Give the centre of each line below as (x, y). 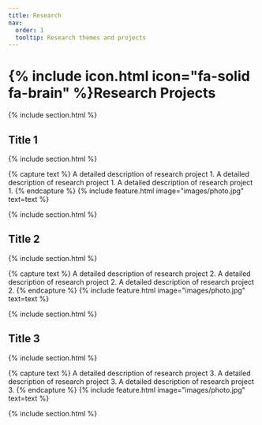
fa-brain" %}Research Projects (112, 93)
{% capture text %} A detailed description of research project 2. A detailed (129, 274)
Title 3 (24, 339)
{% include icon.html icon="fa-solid (129, 76)
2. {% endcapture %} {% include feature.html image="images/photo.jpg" (127, 290)
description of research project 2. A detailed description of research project (131, 281)
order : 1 (30, 30)
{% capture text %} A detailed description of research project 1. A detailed (129, 174)
